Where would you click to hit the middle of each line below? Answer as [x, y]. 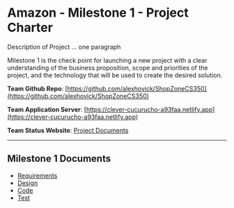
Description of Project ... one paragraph [64, 47]
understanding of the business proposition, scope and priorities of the [108, 67]
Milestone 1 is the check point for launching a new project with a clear [107, 60]
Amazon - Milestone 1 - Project [98, 13]
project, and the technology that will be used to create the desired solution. [115, 75]
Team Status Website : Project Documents [68, 130]
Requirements [37, 175]
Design [28, 183]
